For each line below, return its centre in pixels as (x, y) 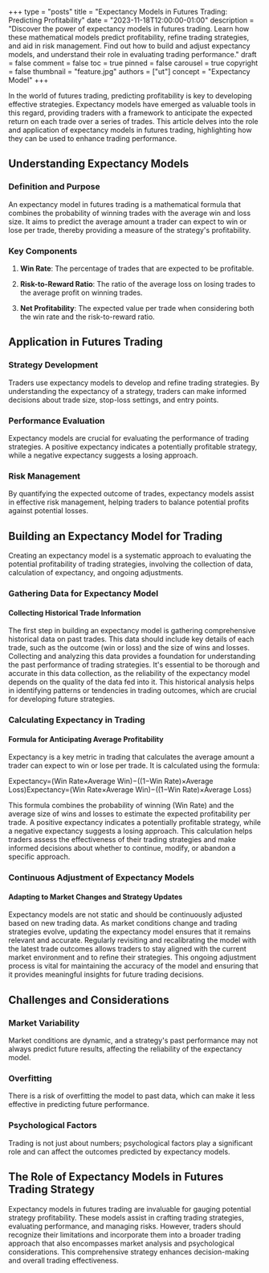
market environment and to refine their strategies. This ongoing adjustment (132, 957)
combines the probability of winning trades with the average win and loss (130, 213)
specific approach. (39, 856)
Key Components (43, 251)
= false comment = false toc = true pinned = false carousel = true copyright (133, 63)
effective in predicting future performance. (79, 1105)
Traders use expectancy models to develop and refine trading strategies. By (134, 383)
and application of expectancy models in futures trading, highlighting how (130, 130)
